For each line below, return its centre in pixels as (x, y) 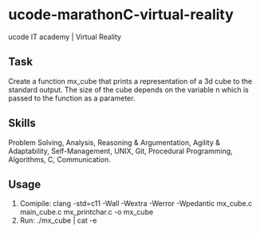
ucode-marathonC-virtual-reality (121, 15)
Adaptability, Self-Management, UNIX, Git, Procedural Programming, (120, 151)
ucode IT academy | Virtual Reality (65, 37)
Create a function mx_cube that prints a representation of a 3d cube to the (130, 81)
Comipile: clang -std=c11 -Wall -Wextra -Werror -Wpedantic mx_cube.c (136, 203)
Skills (22, 123)
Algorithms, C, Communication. (60, 159)
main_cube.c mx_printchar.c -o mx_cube (87, 212)
